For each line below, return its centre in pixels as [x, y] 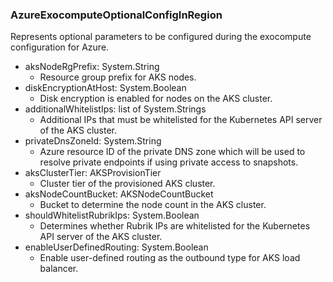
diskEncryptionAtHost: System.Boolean [105, 88]
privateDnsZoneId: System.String [93, 141]
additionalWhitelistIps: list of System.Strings [115, 109]
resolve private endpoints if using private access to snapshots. [169, 162]
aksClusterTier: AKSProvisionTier [93, 173]
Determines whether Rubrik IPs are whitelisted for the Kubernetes [175, 226]
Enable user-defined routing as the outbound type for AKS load [170, 258]
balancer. [59, 269]
